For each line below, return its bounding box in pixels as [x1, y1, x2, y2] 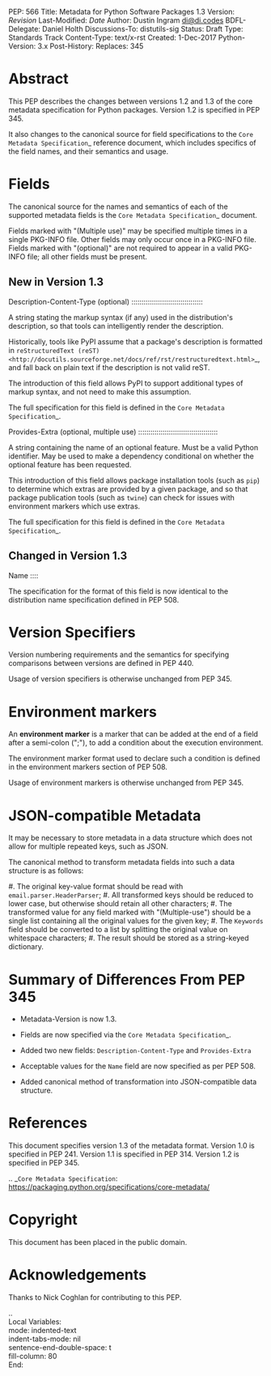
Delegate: [8, 24, 40, 33]
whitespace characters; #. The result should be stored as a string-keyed [8, 933, 249, 943]
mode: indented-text [8, 1326, 77, 1336]
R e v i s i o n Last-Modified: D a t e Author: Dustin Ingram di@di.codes [8, 15, 224, 25]
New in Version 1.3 [8, 275, 104, 289]
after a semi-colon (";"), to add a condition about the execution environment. [8, 738, 264, 748]
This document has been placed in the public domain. [8, 1238, 188, 1247]
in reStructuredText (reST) [8, 345, 100, 355]
